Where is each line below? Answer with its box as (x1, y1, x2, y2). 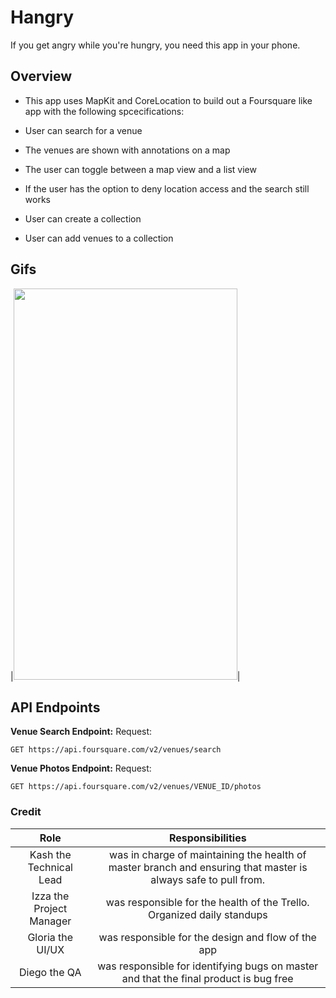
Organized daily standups (147, 907, 268, 921)
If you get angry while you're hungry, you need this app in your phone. (10, 39, 301, 51)
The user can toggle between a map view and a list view (24, 163, 257, 175)
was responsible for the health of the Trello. (105, 895, 310, 909)
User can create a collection (24, 212, 142, 225)
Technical (27, 860, 73, 874)
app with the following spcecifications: (24, 105, 185, 117)
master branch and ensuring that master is (108, 860, 308, 874)
